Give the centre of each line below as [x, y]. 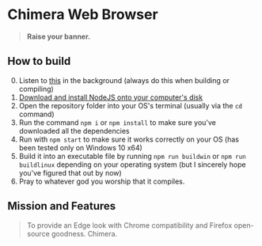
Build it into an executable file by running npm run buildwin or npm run [132, 156]
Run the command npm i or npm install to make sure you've [118, 122]
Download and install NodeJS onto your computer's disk [111, 97]
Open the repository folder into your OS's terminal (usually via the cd [131, 105]
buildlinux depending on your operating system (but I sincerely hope [132, 165]
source [38, 233]
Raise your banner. [59, 36]
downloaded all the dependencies [74, 131]
